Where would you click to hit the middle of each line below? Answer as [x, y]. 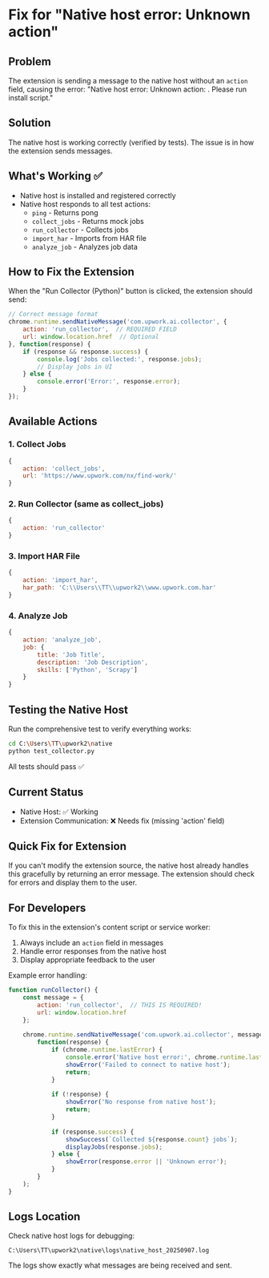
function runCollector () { [53, 990]
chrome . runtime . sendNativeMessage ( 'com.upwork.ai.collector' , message [143, 1035]
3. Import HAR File [44, 556]
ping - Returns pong [65, 212]
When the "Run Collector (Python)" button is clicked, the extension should [130, 291]
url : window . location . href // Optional [91, 337]
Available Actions [53, 422]
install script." [31, 98]
